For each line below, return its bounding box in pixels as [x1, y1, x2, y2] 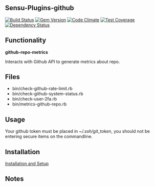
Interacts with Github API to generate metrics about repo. [5, 59, 120, 64]
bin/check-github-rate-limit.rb [12, 85, 73, 92]
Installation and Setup [5, 161, 49, 166]
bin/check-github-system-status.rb [12, 91, 84, 97]
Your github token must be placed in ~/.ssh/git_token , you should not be [5, 128, 150, 134]
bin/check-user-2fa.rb [12, 96, 57, 102]
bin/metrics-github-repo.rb [12, 101, 67, 107]
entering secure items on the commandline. [5, 134, 93, 140]
